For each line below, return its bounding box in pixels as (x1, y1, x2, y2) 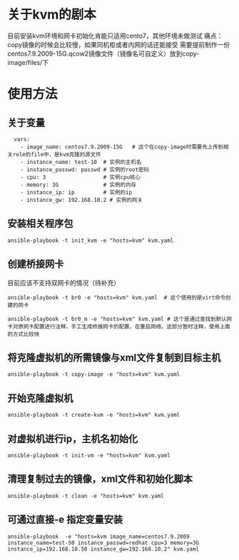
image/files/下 (7, 58, 49, 66)
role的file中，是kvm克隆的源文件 (12, 151, 101, 158)
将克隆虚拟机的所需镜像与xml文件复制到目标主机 (7, 351, 221, 364)
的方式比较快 (7, 330, 40, 337)
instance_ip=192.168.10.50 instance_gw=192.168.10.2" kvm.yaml (7, 545, 200, 553)
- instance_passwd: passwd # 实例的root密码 (20, 166, 150, 173)
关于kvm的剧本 (7, 6, 96, 23)
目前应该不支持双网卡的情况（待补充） (7, 278, 120, 287)
